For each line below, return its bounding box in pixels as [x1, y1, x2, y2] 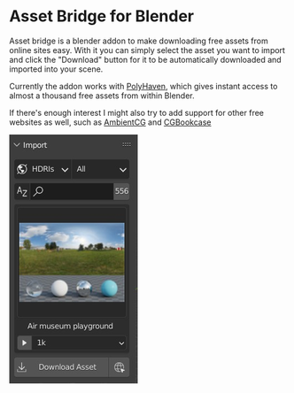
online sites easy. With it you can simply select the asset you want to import [9, 44, 286, 55]
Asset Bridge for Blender [9, 6, 195, 27]
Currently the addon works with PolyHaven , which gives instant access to [9, 81, 278, 91]
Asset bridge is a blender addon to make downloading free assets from [9, 35, 268, 46]
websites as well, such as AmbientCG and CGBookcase [9, 117, 212, 127]
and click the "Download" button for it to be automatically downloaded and [9, 54, 282, 65]
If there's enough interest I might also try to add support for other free [9, 107, 264, 118]
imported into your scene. [9, 64, 104, 74]
